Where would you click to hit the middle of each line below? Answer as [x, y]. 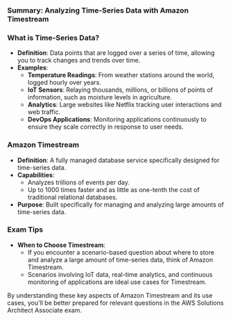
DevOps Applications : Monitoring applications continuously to [117, 120]
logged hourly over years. [65, 83]
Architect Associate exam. [44, 310]
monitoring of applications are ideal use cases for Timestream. [117, 282]
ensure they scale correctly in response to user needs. [105, 127]
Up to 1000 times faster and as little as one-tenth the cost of [113, 189]
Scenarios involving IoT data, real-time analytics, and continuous [120, 274]
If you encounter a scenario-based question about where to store [121, 252]
